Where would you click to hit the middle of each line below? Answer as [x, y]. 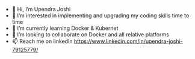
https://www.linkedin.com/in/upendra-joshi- [128, 41]
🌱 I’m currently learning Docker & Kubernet [65, 28]
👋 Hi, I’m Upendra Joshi [41, 9]
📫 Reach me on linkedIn [42, 41]
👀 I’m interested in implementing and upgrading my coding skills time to [101, 15]
